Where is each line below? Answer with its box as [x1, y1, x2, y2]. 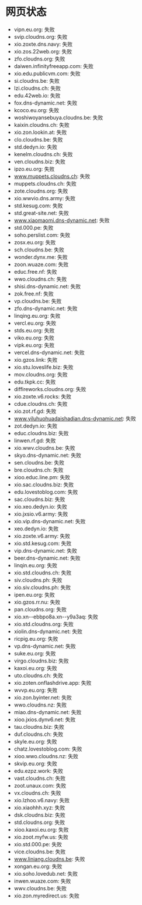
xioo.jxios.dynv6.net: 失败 [13, 716, 76, 723]
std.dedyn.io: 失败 [13, 143, 58, 150]
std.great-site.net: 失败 [13, 209, 70, 216]
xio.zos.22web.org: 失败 [13, 48, 72, 55]
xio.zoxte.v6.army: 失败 [13, 532, 71, 539]
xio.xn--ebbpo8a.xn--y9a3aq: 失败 [13, 613, 99, 620]
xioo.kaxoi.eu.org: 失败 [13, 826, 69, 833]
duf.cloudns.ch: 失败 [13, 731, 64, 738]
